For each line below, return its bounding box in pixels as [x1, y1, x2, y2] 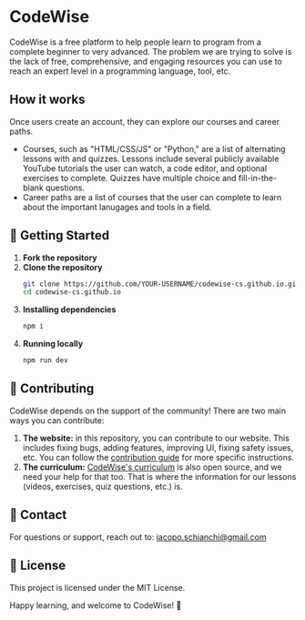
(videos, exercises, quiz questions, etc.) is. [22, 481, 184, 492]
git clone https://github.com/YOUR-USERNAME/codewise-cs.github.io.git [22, 280, 300, 289]
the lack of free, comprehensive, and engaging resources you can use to [9, 56, 282, 66]
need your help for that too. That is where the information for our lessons [22, 471, 297, 482]
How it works [9, 92, 86, 107]
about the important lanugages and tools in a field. [22, 201, 212, 212]
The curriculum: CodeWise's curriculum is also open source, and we [22, 462, 282, 473]
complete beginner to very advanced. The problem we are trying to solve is [9, 46, 292, 56]
